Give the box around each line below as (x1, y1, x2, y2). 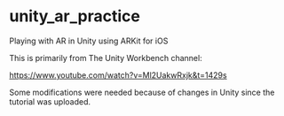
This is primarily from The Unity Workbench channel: (9, 52, 202, 63)
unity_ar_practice (9, 6, 140, 27)
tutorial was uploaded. (9, 96, 91, 107)
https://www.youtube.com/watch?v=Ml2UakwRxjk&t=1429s (9, 69, 228, 81)
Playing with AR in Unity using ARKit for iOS (9, 35, 169, 46)
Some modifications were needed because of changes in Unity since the (9, 87, 275, 97)
